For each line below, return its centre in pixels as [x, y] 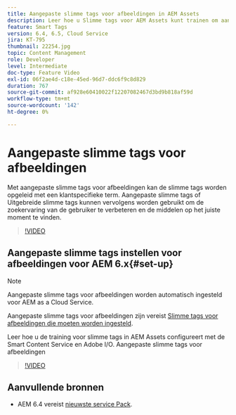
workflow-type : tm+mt [39, 99]
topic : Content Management [47, 53]
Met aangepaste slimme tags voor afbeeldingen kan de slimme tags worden [117, 187]
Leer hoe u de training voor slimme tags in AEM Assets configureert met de [116, 337]
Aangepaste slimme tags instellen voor [95, 253]
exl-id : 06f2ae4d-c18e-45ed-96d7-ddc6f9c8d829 [77, 79]
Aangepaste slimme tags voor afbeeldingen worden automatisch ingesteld [115, 294]
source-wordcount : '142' [44, 106]
